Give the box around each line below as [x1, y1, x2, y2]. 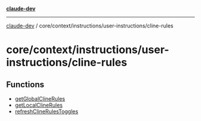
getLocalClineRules [14, 101, 63, 108]
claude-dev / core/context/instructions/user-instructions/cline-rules [6, 22, 173, 29]
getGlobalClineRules [14, 95, 65, 102]
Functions [6, 79, 45, 89]
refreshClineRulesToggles [14, 108, 79, 115]
